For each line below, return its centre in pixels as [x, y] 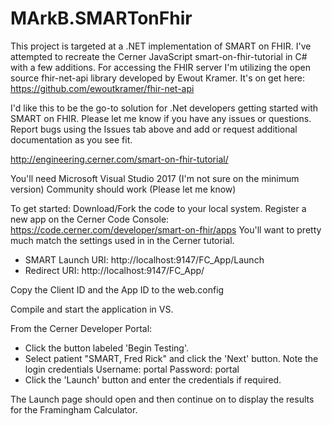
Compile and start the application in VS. [92, 309]
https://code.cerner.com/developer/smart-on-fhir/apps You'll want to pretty [166, 229]
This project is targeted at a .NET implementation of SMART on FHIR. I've [161, 46]
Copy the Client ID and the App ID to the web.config [117, 289]
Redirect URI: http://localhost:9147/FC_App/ [114, 270]
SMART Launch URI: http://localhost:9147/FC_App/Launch [144, 259]
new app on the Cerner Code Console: [90, 219]
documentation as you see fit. [71, 139]
